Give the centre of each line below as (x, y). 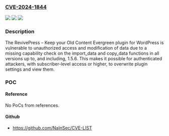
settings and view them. (30, 69)
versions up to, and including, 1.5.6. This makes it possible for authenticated (84, 58)
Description (20, 32)
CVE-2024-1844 (26, 7)
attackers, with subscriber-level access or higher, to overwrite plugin (76, 64)
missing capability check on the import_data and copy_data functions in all (82, 53)
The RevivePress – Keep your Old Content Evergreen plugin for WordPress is (84, 42)
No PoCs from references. (32, 105)
